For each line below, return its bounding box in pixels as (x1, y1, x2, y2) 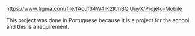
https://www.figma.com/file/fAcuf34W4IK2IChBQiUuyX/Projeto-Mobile (6, 5, 182, 12)
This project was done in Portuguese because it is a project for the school (6, 17, 190, 23)
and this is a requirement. (6, 23, 69, 30)
